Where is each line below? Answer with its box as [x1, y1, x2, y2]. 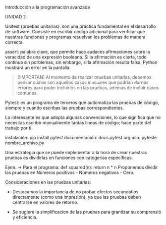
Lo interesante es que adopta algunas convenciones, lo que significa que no [5, 114, 161, 120]
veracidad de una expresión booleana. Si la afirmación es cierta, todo [5, 54, 147, 60]
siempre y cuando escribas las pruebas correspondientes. [5, 105, 124, 111]
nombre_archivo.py [5, 140, 45, 146]
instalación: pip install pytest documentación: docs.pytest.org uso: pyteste [5, 135, 157, 140]
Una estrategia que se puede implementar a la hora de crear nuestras [5, 150, 147, 155]
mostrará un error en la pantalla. [5, 64, 71, 70]
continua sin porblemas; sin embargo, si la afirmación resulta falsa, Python [5, 59, 158, 65]
